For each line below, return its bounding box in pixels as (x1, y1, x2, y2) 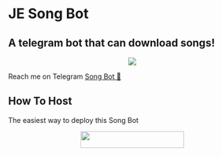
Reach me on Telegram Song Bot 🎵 (8, 72, 122, 81)
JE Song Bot (8, 5, 89, 23)
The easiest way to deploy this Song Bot (8, 115, 139, 124)
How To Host (8, 95, 72, 108)
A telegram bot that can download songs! (8, 36, 215, 50)
